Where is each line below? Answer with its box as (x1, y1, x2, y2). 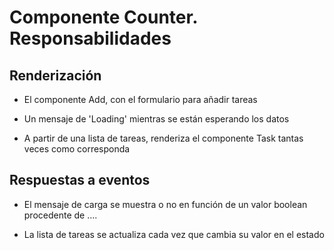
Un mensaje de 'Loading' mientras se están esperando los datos (23, 113, 290, 125)
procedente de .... (23, 209, 98, 221)
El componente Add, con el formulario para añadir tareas (23, 94, 258, 105)
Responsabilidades (9, 27, 172, 50)
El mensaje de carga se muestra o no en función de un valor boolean (23, 198, 308, 210)
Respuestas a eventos (9, 172, 151, 189)
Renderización (9, 67, 102, 84)
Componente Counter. (9, 6, 198, 29)
